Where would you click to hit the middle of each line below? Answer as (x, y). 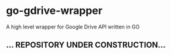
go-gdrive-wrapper (54, 11)
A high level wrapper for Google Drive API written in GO (73, 27)
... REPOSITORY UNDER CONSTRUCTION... (86, 45)
